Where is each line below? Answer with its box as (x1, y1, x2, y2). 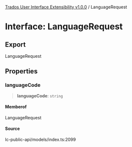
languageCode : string (16, 93, 63, 98)
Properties (5, 67, 38, 76)
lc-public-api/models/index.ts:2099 (5, 137, 76, 143)
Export (5, 40, 26, 49)
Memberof (5, 104, 27, 110)
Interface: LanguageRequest (5, 21, 123, 32)
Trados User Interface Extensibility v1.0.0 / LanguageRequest (5, 4, 127, 10)
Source (5, 126, 20, 131)
